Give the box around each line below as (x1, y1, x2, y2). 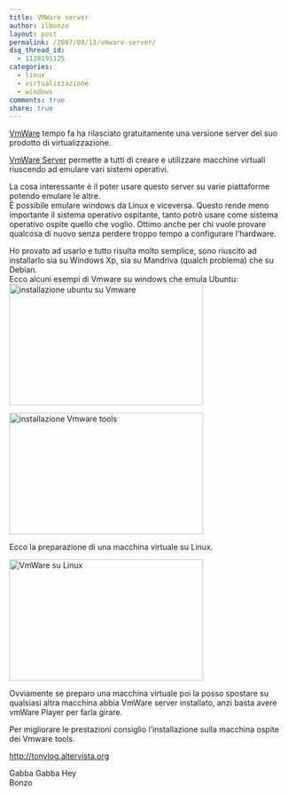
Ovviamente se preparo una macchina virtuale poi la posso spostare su (9, 689, 269, 699)
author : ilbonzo (9, 21, 69, 30)
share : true (9, 104, 53, 113)
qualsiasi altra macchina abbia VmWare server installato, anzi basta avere (9, 697, 277, 708)
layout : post (9, 29, 58, 38)
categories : (9, 63, 53, 72)
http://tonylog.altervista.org (9, 751, 110, 761)
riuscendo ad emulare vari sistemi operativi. (9, 164, 169, 175)
